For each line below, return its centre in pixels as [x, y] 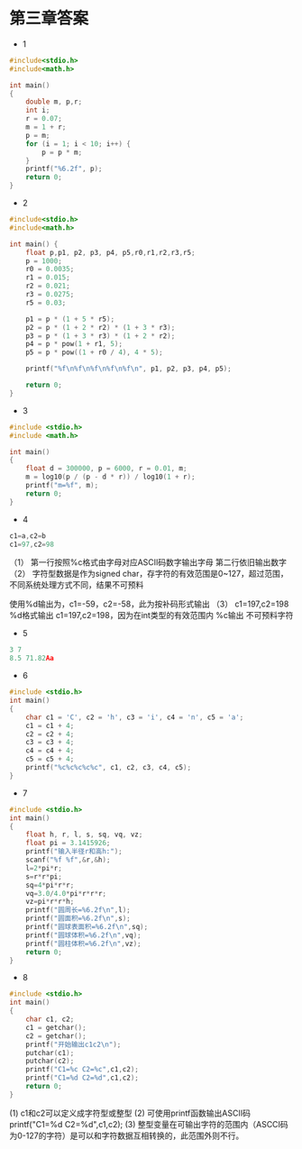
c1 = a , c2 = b [28, 536]
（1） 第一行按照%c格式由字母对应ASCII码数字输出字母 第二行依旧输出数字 [148, 562]
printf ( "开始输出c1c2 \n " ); [73, 1044]
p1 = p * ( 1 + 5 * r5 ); [70, 319]
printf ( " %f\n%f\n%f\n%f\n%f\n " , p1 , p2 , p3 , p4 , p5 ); [128, 369]
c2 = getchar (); [56, 1036]
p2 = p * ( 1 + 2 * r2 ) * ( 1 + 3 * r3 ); [101, 327]
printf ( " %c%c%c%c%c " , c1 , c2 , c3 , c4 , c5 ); [109, 768]
